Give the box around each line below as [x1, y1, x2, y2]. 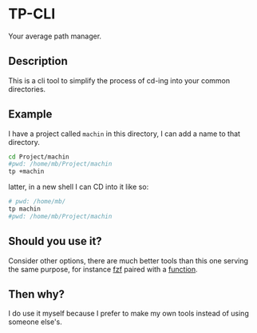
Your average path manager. [8, 31, 102, 41]
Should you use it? [8, 235, 102, 248]
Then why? [8, 287, 65, 301]
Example [8, 107, 53, 121]
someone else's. [8, 317, 62, 327]
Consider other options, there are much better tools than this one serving [8, 255, 249, 265]
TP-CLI [8, 5, 56, 23]
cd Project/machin [8, 153, 69, 161]
